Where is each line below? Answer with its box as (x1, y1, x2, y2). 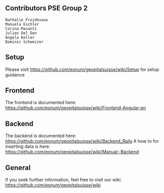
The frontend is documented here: (5, 100, 76, 106)
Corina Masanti (5, 26, 37, 31)
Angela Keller (5, 35, 35, 40)
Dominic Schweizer (5, 39, 44, 44)
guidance (5, 71, 25, 77)
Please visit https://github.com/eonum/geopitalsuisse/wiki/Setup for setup (5, 66, 159, 72)
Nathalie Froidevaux (5, 17, 49, 22)
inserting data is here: (5, 143, 50, 150)
